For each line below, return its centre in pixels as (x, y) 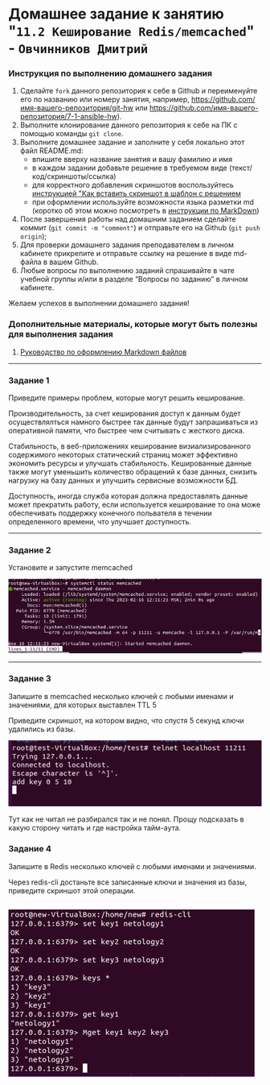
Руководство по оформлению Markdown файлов (103, 352)
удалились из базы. (42, 729)
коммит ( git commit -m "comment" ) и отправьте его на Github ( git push (140, 228)
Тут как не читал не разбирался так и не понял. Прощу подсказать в (126, 819)
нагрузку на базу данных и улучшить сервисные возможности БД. (123, 481)
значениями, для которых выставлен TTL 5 (82, 705)
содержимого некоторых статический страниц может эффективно (123, 455)
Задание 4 (30, 849)
